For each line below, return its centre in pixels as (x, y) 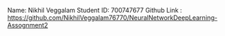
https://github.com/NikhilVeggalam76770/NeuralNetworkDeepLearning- (112, 18)
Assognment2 (28, 25)
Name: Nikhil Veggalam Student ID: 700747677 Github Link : (95, 10)
